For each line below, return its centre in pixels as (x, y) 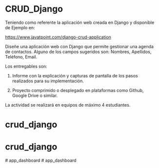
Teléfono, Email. (21, 56)
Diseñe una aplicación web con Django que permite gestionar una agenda (79, 46)
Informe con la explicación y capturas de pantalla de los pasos (75, 75)
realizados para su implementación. (48, 81)
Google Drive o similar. (35, 95)
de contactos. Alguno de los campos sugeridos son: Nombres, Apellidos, (78, 52)
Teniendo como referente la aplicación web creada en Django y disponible (80, 22)
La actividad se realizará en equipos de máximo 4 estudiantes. (68, 105)
